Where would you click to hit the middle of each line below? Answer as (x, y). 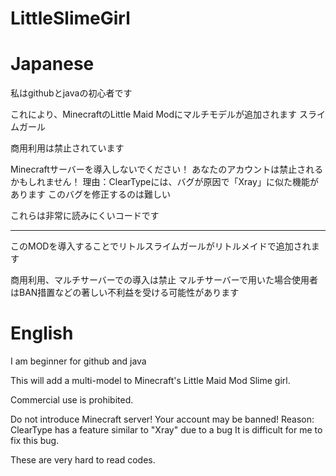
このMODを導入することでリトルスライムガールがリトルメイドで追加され (161, 246)
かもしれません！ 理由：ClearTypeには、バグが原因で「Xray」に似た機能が (164, 182)
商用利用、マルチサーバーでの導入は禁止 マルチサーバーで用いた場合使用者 (164, 280)
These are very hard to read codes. (83, 460)
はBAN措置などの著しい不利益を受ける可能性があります (125, 293)
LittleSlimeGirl (70, 18)
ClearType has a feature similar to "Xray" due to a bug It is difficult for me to (166, 430)
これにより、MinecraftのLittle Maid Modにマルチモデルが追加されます (154, 114)
